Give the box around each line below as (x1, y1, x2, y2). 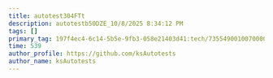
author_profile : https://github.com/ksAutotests (8, 50, 176, 58)
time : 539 (8, 42, 42, 50)
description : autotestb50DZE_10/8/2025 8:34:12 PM (8, 19, 184, 28)
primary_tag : (8, 34, 53, 43)
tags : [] (8, 27, 38, 35)
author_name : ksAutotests (8, 58, 96, 66)
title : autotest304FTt (8, 11, 85, 20)
